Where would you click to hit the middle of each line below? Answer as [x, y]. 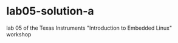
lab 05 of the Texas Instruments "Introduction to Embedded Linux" [89, 28]
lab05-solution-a [50, 11]
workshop [19, 34]
